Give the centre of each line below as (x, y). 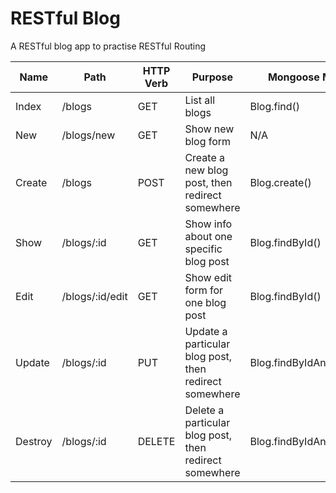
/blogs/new (88, 135)
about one (208, 236)
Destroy (34, 441)
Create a (205, 157)
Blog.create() (280, 182)
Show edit (208, 277)
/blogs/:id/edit (94, 296)
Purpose (212, 77)
